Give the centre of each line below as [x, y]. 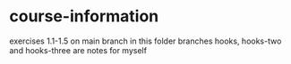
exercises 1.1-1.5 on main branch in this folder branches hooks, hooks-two [145, 41]
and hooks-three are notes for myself [78, 50]
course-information [84, 16]
